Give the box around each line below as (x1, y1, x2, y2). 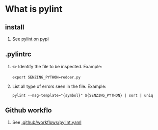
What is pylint (5, 3, 63, 15)
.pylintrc (5, 50, 32, 58)
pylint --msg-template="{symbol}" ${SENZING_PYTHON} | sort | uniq (12, 93, 153, 98)
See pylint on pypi (12, 36, 49, 42)
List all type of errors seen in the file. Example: (12, 83, 106, 89)
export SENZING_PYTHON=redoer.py (12, 75, 81, 79)
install (5, 23, 25, 31)
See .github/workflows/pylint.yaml (12, 119, 82, 125)
